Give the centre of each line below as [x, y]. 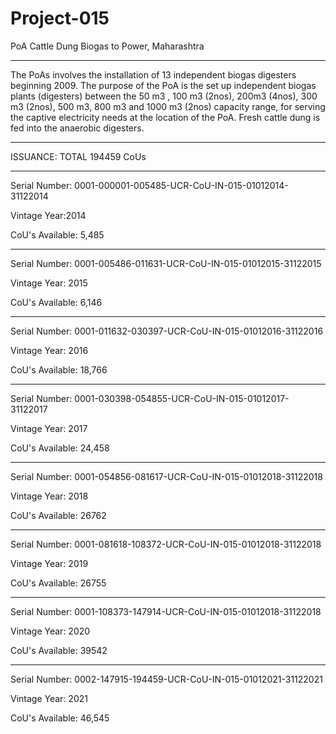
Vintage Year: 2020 [50, 631]
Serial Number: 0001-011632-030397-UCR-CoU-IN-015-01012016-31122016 [167, 331]
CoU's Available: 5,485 [57, 234]
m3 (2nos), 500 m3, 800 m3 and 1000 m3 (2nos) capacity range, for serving [168, 106]
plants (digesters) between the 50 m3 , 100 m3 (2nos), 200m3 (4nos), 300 [164, 96]
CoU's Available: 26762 [58, 515]
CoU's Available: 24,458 [60, 448]
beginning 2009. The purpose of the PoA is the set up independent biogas [163, 85]
